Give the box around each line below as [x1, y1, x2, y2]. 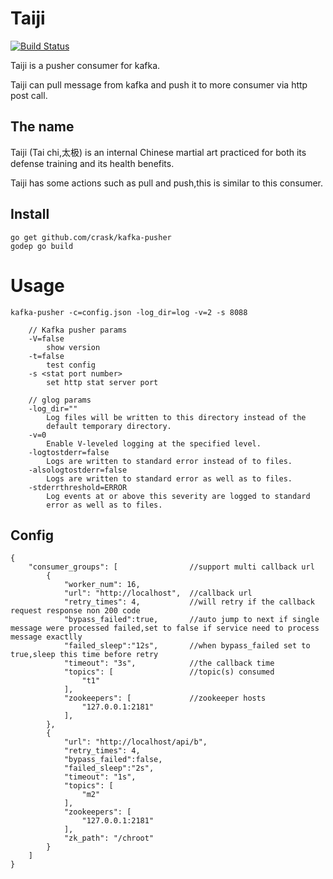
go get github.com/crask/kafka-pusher [10, 232, 172, 242]
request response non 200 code [10, 606, 141, 616]
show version [46, 342, 101, 352]
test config [46, 360, 97, 370]
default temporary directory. [46, 421, 172, 431]
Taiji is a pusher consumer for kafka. [10, 59, 161, 71]
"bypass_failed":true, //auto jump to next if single [63, 615, 320, 625]
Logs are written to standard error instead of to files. [46, 456, 293, 466]
